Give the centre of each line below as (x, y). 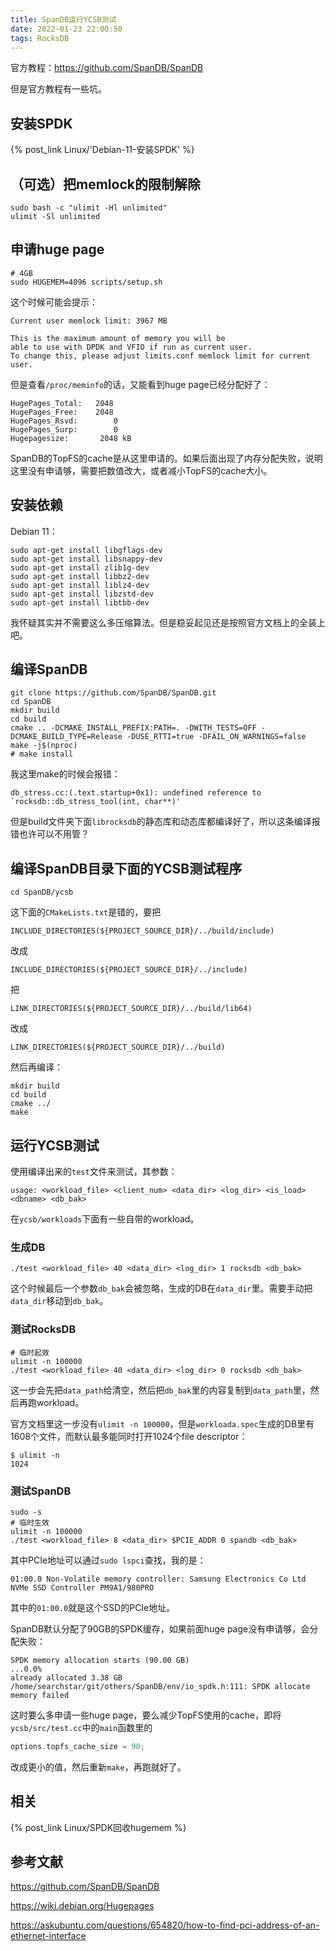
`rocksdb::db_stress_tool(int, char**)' (96, 802)
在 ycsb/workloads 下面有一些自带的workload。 (105, 1219)
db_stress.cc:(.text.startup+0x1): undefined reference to (136, 793)
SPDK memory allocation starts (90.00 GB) (100, 1660)
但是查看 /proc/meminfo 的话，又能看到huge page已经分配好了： (140, 384)
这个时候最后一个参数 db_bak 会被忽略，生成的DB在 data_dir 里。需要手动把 (161, 1288)
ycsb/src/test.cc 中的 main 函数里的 (81, 1727)
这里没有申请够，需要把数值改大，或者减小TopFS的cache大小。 (141, 470)
